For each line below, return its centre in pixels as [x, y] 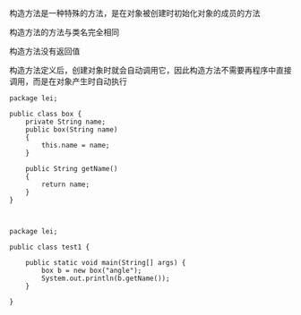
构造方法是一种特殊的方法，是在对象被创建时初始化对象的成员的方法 [135, 13]
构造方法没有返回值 [45, 51]
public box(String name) [72, 130]
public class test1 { [50, 247]
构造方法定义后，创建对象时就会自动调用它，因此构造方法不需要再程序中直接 [150, 70]
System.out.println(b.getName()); [106, 278]
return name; [66, 184]
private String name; [65, 122]
